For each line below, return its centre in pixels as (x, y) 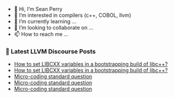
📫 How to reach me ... (41, 34)
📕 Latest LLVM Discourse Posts (51, 51)
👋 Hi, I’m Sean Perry (38, 9)
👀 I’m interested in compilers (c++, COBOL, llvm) (72, 15)
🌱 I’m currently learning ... (45, 21)
